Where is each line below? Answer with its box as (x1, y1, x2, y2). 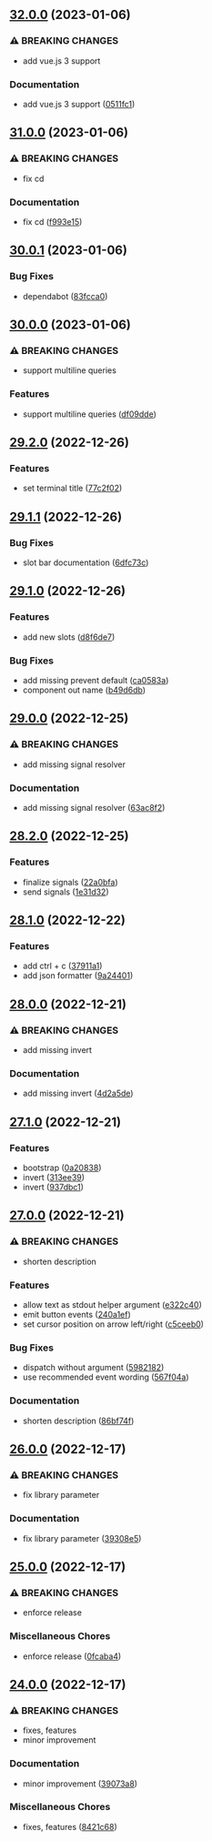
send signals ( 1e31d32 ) (22, 886, 109, 897)
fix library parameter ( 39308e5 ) (22, 1532, 142, 1543)
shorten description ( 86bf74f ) (22, 1415, 135, 1426)
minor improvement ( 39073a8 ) (22, 1778, 138, 1789)
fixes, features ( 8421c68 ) (22, 1821, 118, 1832)
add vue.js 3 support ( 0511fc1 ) (22, 98, 136, 109)
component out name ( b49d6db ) (22, 684, 146, 695)
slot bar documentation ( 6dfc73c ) (22, 557, 149, 568)
